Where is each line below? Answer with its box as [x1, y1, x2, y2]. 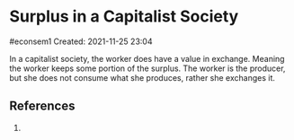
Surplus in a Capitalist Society [9, 6, 239, 27]
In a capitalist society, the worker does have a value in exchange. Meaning [9, 53, 285, 64]
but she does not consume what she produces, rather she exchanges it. [9, 72, 276, 83]
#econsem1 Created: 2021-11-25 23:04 [9, 36, 153, 47]
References [9, 99, 76, 114]
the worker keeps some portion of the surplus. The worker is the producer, [9, 63, 286, 74]
